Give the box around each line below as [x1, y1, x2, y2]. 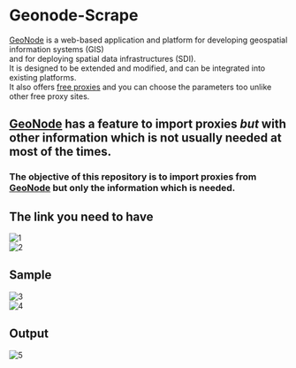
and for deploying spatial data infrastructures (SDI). [9, 53, 196, 64]
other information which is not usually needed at [9, 130, 282, 146]
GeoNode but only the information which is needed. [9, 182, 236, 195]
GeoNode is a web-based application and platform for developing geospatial [9, 34, 288, 45]
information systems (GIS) [9, 43, 104, 54]
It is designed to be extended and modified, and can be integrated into [9, 63, 266, 73]
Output [9, 326, 49, 341]
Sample [9, 267, 52, 283]
